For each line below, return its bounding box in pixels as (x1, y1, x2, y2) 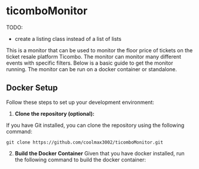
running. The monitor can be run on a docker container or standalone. (6, 65, 177, 72)
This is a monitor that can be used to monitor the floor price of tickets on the (6, 46, 193, 54)
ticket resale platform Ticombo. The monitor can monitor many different (6, 53, 181, 60)
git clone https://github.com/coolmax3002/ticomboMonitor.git (6, 139, 163, 145)
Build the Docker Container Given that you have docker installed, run (14, 149, 185, 157)
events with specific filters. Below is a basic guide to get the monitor (6, 59, 173, 66)
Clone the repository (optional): (14, 110, 95, 117)
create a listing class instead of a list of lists (14, 35, 122, 42)
